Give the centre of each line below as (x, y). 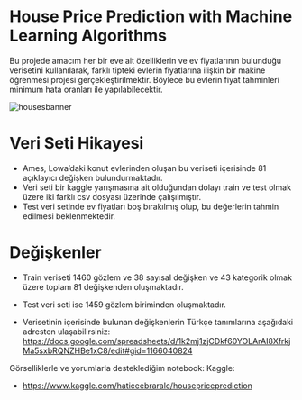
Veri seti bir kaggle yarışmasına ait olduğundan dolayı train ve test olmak (156, 187)
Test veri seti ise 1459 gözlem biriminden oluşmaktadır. (124, 305)
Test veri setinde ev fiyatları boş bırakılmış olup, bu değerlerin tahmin (151, 206)
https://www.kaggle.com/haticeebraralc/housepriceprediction (137, 386)
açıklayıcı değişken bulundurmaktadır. (93, 177)
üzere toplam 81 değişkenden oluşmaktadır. (103, 286)
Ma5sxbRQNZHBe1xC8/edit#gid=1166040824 (107, 350)
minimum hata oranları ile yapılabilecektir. (86, 89)
